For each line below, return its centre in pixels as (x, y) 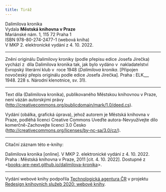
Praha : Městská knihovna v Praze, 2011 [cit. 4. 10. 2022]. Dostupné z (75, 159)
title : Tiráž (19, 10)
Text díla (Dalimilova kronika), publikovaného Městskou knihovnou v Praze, (81, 94)
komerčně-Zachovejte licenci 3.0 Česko (46, 125)
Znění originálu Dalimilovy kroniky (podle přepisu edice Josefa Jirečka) (77, 59)
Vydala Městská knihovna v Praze (40, 29)
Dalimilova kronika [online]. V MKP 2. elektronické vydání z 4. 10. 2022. (77, 154)
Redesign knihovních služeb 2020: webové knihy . (56, 184)
